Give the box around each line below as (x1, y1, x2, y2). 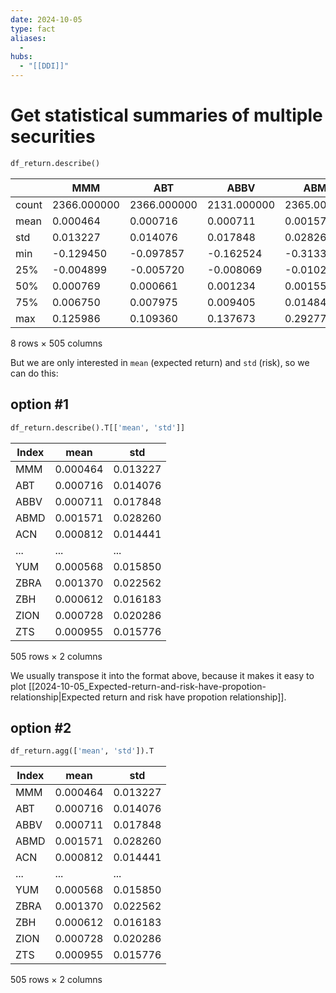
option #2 (10, 719, 72, 736)
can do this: (10, 367, 59, 379)
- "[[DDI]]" (19, 61, 70, 71)
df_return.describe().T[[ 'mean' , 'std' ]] (10, 422, 186, 433)
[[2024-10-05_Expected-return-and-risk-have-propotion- (28, 680, 267, 692)
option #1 (10, 396, 70, 413)
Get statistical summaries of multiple (10, 104, 323, 127)
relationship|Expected (10, 691, 101, 703)
